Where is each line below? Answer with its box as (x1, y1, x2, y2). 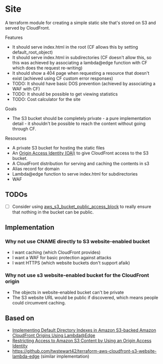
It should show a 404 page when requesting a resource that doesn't (12, 70, 150, 76)
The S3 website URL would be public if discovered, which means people (12, 294, 159, 301)
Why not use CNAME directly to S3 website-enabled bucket (5, 238, 150, 245)
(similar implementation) (41, 353, 90, 359)
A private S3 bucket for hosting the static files (12, 145, 105, 151)
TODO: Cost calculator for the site (12, 96, 81, 102)
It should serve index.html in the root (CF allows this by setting (12, 44, 139, 50)
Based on (5, 314, 34, 323)
